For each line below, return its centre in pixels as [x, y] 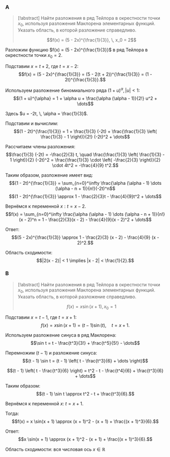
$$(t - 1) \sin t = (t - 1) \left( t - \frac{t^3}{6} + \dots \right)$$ [85, 361]
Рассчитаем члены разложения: [40, 146]
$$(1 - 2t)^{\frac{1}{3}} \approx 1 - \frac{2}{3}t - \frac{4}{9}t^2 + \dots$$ [85, 196]
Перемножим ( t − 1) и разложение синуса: [51, 353]
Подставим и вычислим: [32, 123]
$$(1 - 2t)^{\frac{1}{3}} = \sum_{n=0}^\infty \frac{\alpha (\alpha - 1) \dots [85, 183]
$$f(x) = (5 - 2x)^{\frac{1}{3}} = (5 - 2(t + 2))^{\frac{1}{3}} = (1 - [85, 74]
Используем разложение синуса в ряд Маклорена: [61, 335]
